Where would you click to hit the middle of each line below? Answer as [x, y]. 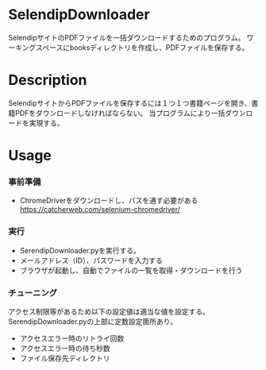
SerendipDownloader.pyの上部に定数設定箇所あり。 [93, 321]
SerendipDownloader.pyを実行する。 [80, 250]
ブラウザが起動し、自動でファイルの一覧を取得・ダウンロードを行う [131, 270]
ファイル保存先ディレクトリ [65, 358]
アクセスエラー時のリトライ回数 [72, 338]
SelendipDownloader [79, 15]
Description [48, 80]
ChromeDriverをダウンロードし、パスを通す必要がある [109, 201]
